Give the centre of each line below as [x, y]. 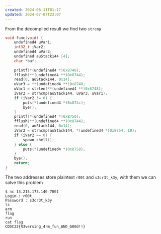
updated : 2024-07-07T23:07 [33, 14]
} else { [23, 144]
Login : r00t [19, 196]
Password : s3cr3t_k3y [29, 200]
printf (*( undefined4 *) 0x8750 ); [47, 117]
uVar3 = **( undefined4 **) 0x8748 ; [50, 84]
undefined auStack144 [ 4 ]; [42, 56]
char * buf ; [25, 61]
